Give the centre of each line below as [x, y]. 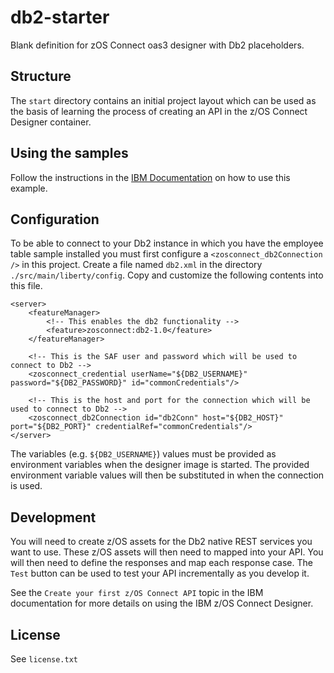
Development [53, 517]
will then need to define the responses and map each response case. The [161, 563]
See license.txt [44, 659]
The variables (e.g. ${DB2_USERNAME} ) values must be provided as [143, 454]
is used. [26, 486]
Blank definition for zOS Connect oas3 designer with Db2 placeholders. [157, 45]
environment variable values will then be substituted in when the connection [167, 475]
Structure [41, 76]
